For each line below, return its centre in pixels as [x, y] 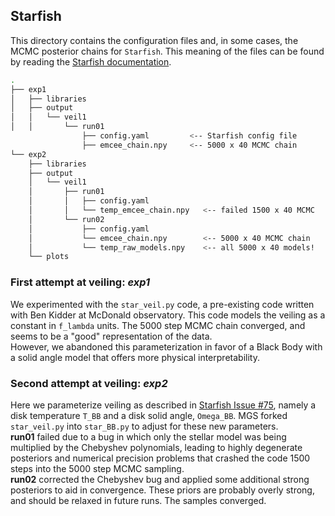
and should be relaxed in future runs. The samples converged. [138, 500]
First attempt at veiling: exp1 [80, 282]
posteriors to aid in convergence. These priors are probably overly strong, [162, 490]
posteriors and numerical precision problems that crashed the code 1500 [160, 458]
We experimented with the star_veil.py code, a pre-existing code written [162, 304]
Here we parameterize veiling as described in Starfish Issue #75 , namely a [163, 405]
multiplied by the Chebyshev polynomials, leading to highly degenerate [156, 447]
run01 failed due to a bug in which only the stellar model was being [148, 436]
